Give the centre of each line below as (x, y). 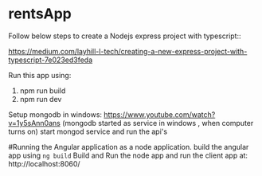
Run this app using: (40, 75)
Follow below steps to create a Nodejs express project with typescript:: (125, 36)
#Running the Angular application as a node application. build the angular (129, 147)
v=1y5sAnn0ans (35, 123)
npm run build (43, 90)
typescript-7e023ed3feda (51, 60)
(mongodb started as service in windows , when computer (158, 123)
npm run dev (41, 99)
